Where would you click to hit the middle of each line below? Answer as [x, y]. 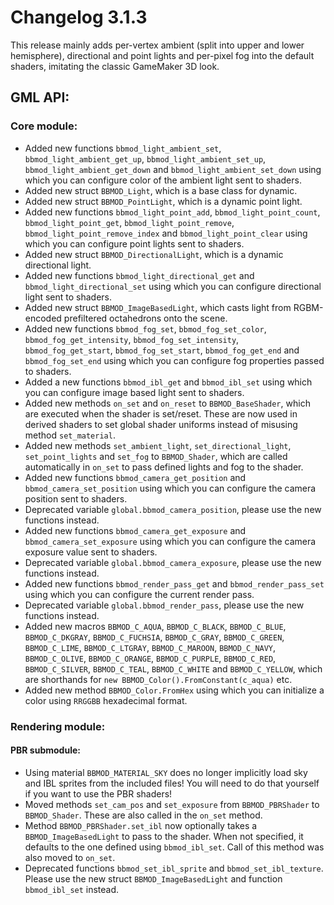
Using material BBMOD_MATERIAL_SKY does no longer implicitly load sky [166, 772]
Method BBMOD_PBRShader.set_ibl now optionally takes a [141, 825]
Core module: [44, 126]
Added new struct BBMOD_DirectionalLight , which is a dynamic [154, 254]
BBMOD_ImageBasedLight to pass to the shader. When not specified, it [164, 836]
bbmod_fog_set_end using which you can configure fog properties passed [174, 360]
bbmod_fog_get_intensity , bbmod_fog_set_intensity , [132, 339]
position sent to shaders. [76, 498]
